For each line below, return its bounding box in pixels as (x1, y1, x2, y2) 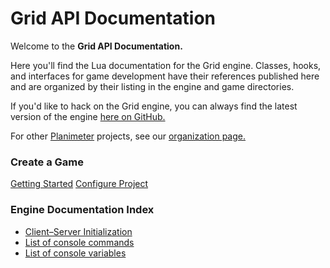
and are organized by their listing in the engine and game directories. (10, 80, 295, 92)
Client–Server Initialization (24, 225, 133, 237)
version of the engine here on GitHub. (10, 110, 166, 122)
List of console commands (24, 236, 135, 248)
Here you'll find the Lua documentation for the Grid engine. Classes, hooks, (10, 59, 322, 71)
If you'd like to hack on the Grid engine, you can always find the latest (10, 100, 298, 112)
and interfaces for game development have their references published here (10, 70, 320, 82)
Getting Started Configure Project (10, 178, 149, 190)
